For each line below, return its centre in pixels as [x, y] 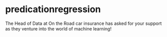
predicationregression [53, 9]
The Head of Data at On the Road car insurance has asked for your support [83, 23]
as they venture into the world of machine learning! [58, 28]
